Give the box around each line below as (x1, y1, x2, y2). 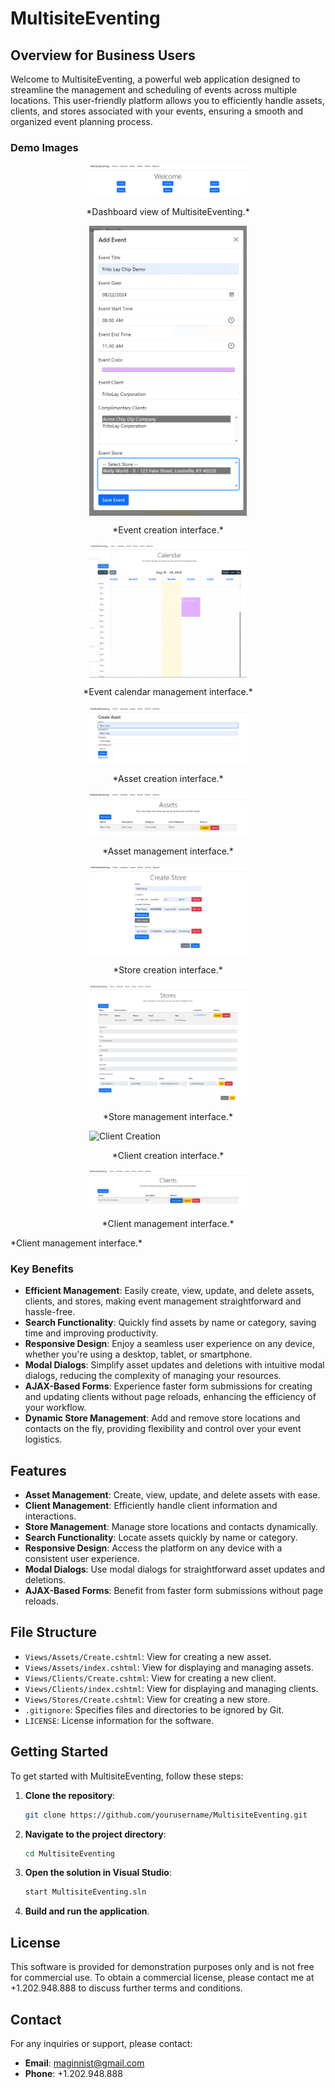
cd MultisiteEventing (24, 1848, 115, 1859)
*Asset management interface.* (102, 845, 234, 857)
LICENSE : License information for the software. (24, 1714, 215, 1726)
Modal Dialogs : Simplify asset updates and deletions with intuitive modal (24, 1359, 325, 1371)
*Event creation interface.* (112, 524, 224, 536)
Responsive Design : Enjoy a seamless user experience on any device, (24, 1338, 315, 1350)
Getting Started (10, 1743, 109, 1761)
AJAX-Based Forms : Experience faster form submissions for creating (24, 1380, 313, 1392)
